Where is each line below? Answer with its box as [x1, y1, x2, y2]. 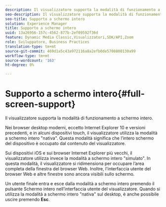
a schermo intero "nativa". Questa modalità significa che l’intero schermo [5, 135, 154, 141]
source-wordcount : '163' [5, 58, 56, 63]
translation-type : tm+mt [5, 44, 56, 49]
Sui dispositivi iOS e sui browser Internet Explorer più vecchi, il [5, 150, 132, 156]
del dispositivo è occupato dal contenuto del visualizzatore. [5, 141, 126, 147]
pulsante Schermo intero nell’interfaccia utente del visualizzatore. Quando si [5, 186, 161, 192]
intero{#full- [93, 88, 145, 100]
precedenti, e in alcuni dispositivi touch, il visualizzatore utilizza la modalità [5, 130, 158, 136]
